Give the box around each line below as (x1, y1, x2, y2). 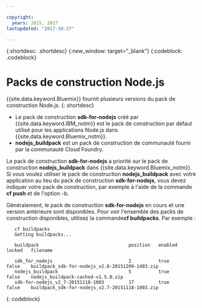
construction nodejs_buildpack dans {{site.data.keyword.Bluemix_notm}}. (6, 164, 192, 171)
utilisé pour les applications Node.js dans (15, 126, 118, 134)
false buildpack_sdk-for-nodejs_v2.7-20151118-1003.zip (6, 285, 159, 291)
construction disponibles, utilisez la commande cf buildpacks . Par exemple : (6, 214, 196, 222)
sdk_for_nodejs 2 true (14, 258, 170, 264)
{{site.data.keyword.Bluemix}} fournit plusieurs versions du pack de (6, 95, 176, 103)
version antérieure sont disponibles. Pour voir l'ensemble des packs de (6, 208, 184, 216)
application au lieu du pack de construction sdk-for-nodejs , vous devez (6, 177, 186, 184)
